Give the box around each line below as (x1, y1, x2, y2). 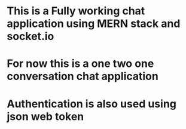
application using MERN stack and (7, 17, 181, 30)
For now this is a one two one (7, 57, 154, 70)
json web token (7, 109, 84, 123)
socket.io (7, 30, 54, 43)
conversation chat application (7, 70, 159, 83)
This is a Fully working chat (7, 4, 145, 18)
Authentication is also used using (7, 97, 177, 110)
